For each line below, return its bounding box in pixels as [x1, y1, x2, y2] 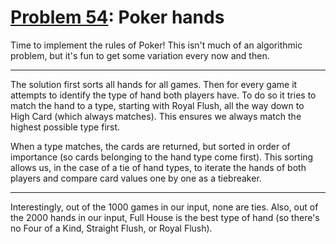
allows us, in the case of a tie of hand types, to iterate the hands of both [10, 161, 307, 173]
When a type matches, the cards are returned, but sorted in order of [10, 140, 291, 152]
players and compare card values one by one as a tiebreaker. [10, 172, 262, 184]
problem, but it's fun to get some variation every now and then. [10, 49, 270, 61]
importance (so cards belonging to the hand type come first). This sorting [10, 151, 314, 163]
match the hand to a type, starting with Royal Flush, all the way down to [10, 99, 305, 111]
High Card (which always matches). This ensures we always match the [10, 110, 302, 122]
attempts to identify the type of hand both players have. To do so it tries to [10, 89, 317, 101]
